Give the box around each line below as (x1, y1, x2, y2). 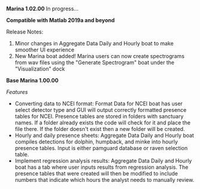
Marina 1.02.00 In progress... (6, 5, 79, 12)
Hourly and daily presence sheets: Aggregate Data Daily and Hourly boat (14, 132, 194, 139)
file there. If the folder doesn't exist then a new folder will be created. (14, 126, 185, 132)
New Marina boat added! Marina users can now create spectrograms (14, 53, 185, 59)
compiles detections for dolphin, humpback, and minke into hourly (14, 138, 178, 145)
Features (6, 89, 28, 95)
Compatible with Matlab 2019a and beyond (6, 17, 115, 23)
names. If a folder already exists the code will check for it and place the (14, 119, 191, 126)
